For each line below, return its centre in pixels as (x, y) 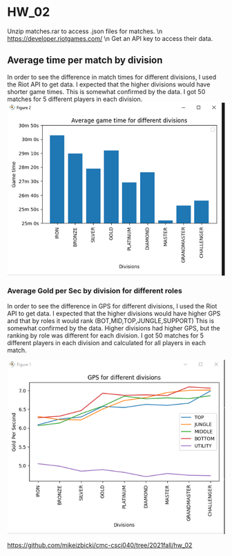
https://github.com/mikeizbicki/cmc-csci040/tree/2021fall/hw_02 (100, 545)
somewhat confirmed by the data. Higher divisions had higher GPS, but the (114, 328)
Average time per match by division (85, 61)
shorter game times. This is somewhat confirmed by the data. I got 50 (106, 91)
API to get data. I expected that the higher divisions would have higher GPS (114, 313)
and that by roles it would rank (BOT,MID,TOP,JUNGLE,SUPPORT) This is (111, 321)
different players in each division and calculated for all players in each (106, 342)
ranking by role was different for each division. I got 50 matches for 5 (106, 335)
